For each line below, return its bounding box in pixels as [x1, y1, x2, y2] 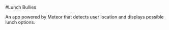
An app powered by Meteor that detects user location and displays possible [5, 14, 164, 19]
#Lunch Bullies [5, 4, 37, 10]
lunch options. [5, 19, 36, 25]
